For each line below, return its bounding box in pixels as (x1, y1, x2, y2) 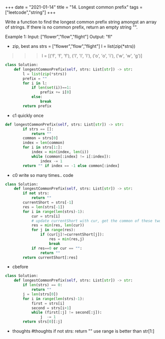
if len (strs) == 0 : (23, 283, 63, 288)
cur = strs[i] (31, 214, 60, 219)
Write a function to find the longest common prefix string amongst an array (5, 19, 157, 25)
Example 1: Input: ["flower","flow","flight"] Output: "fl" (5, 34, 113, 39)
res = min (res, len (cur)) (31, 223, 84, 228)
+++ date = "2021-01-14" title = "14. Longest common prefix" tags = (5, 4, 143, 10)
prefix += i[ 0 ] (40, 90, 71, 95)
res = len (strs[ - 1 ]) (23, 204, 65, 209)
